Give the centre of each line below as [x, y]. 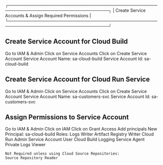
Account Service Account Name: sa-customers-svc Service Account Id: [78, 97]
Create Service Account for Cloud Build [67, 42]
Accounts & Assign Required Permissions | [48, 16]
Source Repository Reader [31, 158]
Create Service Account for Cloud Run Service [78, 80]
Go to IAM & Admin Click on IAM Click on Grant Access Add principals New [81, 129]
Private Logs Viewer [25, 145]
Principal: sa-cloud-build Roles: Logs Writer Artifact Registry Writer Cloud [79, 134]
